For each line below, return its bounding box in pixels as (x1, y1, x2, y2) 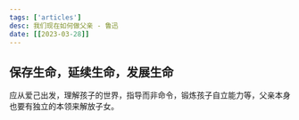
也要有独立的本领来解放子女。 (9, 101, 119, 112)
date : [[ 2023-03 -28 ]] (9, 29, 90, 38)
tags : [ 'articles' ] (9, 12, 82, 22)
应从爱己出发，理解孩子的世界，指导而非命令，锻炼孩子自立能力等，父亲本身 (9, 90, 291, 100)
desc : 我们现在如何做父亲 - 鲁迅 (9, 21, 119, 30)
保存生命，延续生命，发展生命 (9, 64, 174, 80)
